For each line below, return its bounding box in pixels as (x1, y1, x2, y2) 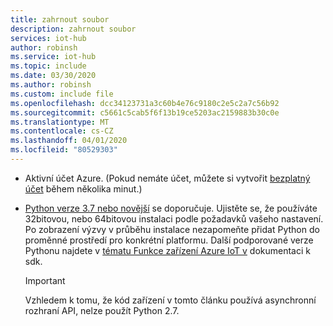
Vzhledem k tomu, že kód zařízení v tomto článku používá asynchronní (24, 294, 317, 306)
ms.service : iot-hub (10, 52, 97, 62)
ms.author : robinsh (10, 80, 92, 90)
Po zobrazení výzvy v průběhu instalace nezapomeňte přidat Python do (24, 223, 320, 235)
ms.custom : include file (10, 89, 114, 99)
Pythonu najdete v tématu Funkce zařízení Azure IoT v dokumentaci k (24, 244, 311, 256)
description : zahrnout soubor (10, 24, 137, 34)
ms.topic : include (10, 61, 87, 71)
